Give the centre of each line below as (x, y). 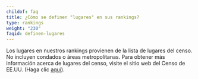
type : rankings (25, 23)
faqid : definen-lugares (36, 34)
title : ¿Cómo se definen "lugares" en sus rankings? (73, 17)
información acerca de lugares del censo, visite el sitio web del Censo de (96, 64)
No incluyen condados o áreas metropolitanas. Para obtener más (86, 57)
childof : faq (22, 12)
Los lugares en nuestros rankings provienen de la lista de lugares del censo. (99, 50)
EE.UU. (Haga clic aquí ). (35, 69)
